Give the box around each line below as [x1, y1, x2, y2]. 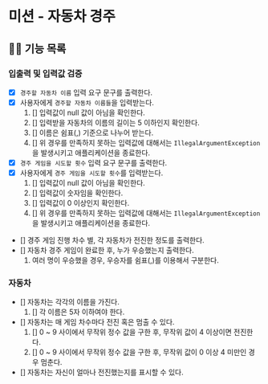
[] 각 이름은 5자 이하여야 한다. [31, 307, 125, 317]
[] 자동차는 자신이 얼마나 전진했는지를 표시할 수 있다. [19, 367, 184, 378]
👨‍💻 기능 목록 [8, 42, 67, 55]
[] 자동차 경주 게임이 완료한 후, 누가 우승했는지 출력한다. [19, 246, 194, 255]
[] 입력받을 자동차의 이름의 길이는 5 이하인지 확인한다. [31, 118, 201, 127]
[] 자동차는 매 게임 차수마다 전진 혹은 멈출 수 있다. [19, 317, 175, 327]
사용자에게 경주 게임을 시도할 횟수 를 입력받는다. [19, 168, 164, 178]
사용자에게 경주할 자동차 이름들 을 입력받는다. [19, 97, 155, 107]
